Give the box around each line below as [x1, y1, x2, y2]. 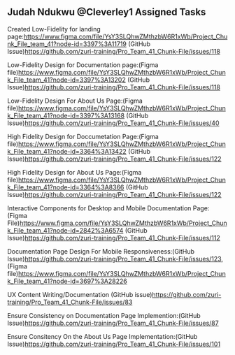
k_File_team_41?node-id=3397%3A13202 [7, 75, 126, 84]
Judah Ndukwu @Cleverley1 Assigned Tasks [7, 6, 206, 18]
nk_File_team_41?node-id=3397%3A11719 [7, 39, 127, 48]
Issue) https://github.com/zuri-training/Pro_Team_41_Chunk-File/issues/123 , [7, 254, 224, 263]
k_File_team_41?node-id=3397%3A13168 [7, 111, 124, 119]
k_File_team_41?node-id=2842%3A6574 [7, 226, 124, 234]
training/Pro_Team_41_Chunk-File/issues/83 [7, 298, 133, 306]
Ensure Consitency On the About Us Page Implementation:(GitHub [7, 332, 198, 340]
